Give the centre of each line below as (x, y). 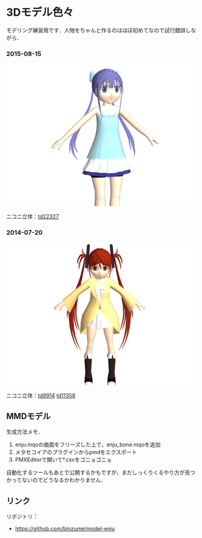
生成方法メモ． (25, 432)
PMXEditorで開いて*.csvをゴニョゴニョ (63, 460)
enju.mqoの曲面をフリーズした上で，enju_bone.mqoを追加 (88, 445)
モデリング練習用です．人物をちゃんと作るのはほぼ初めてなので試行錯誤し (99, 30)
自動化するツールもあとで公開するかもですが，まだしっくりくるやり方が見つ (101, 473)
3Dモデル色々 (40, 12)
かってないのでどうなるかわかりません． (56, 480)
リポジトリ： (22, 517)
